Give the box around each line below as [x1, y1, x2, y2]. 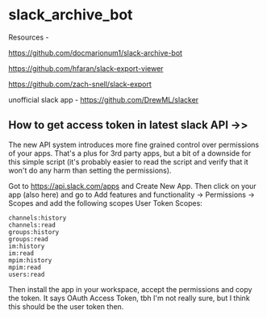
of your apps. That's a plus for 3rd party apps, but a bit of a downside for [8, 148, 252, 158]
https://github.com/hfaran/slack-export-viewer [8, 63, 164, 73]
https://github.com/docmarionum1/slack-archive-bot [8, 48, 183, 57]
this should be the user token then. [8, 301, 124, 312]
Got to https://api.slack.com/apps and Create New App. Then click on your [8, 181, 257, 190]
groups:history [8, 228, 60, 236]
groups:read [8, 235, 48, 243]
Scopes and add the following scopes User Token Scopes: [8, 198, 203, 207]
